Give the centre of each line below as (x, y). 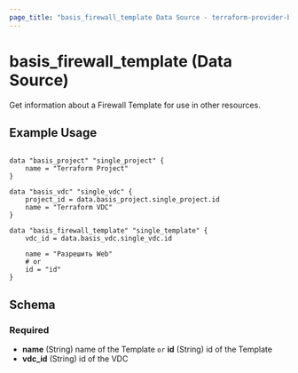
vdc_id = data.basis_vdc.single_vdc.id (99, 239)
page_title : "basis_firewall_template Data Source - (109, 17)
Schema (32, 304)
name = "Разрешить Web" (69, 254)
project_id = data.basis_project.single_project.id (122, 200)
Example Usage (53, 133)
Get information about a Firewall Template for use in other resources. (135, 105)
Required (29, 329)
